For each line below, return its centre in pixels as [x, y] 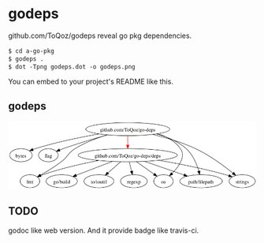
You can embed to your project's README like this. [91, 81]
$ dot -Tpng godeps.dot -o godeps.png [72, 67]
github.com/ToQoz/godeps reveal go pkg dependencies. [100, 36]
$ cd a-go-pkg [32, 51]
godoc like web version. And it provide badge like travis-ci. [104, 230]
